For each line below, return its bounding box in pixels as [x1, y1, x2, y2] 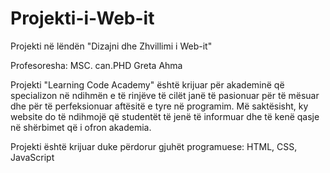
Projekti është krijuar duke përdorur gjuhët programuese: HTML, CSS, [10, 140, 298, 152]
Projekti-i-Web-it [10, 7, 155, 30]
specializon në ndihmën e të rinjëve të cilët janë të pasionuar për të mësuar [10, 89, 320, 101]
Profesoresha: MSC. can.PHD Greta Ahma [10, 59, 183, 71]
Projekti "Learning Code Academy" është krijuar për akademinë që [10, 78, 285, 91]
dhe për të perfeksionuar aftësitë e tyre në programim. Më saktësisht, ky [10, 100, 309, 112]
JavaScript [10, 151, 55, 163]
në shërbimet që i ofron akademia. [10, 121, 152, 133]
